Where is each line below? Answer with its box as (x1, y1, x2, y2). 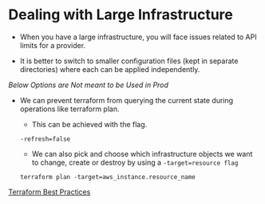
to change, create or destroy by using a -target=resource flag (31, 158, 239, 167)
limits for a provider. (19, 40, 86, 50)
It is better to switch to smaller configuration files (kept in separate (19, 56, 239, 66)
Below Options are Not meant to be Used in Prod (8, 80, 169, 90)
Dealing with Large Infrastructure (8, 6, 233, 24)
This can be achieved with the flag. (31, 119, 148, 129)
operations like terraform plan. (19, 104, 120, 114)
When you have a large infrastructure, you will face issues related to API (19, 32, 257, 42)
